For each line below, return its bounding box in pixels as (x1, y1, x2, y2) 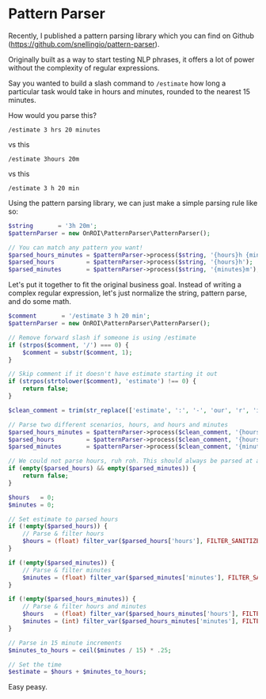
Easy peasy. (8, 682, 47, 692)
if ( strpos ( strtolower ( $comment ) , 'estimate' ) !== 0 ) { (8, 378, 196, 386)
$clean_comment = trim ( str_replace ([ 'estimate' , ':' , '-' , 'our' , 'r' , (8, 406, 250, 414)
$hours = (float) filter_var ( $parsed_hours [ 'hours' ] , (22, 538, 203, 545)
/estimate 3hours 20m (8, 155, 80, 163)
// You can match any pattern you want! (8, 243, 144, 252)
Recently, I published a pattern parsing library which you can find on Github (8, 31, 255, 40)
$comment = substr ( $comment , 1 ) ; (22, 348, 133, 356)
